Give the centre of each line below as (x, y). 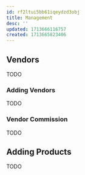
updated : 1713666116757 (36, 29)
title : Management (29, 18)
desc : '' (17, 23)
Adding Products (39, 151)
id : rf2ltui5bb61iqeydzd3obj (43, 12)
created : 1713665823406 (36, 35)
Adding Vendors (31, 90)
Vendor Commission (37, 119)
